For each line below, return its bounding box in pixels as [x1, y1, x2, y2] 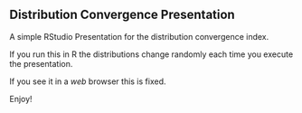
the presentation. [9, 58, 73, 69]
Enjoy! [9, 93, 33, 104]
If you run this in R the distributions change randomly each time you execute [9, 49, 294, 60]
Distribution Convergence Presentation [9, 7, 235, 23]
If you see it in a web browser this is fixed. [9, 76, 166, 87]
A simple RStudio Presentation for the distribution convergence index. [9, 31, 269, 42]
